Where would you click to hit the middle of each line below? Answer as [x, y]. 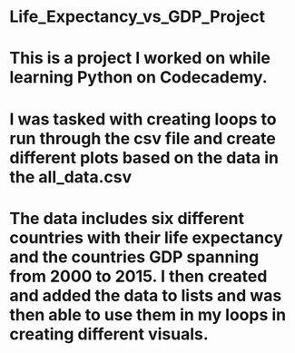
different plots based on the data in [144, 157]
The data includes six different [127, 218]
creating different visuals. [109, 334]
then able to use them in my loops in [148, 314]
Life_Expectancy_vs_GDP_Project [138, 17]
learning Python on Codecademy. [138, 78]
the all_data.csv [71, 176]
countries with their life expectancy [146, 237]
